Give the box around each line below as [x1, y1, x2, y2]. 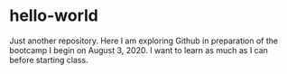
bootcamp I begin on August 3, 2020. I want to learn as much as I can [9, 44, 269, 55]
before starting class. [9, 54, 88, 65]
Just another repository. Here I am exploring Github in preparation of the [9, 35, 278, 46]
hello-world [9, 5, 99, 26]
